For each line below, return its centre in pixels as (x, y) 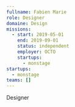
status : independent (43, 46)
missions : (19, 29)
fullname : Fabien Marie (37, 12)
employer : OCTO (37, 52)
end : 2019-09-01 (38, 40)
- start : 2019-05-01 (38, 35)
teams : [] (19, 80)
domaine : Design (27, 23)
